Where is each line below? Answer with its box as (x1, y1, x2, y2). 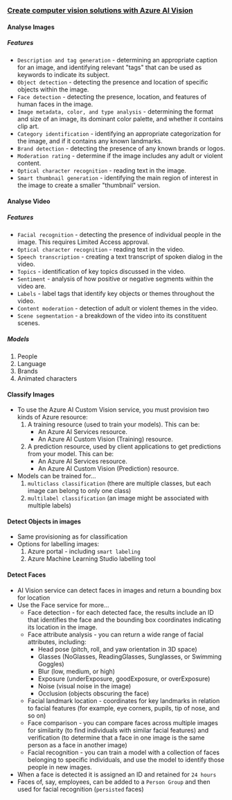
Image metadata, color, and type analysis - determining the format (17, 107, 213, 116)
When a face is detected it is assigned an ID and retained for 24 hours (17, 770, 217, 779)
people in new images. (27, 763, 92, 771)
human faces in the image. (17, 100, 93, 109)
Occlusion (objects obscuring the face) (37, 689, 150, 697)
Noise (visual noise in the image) (37, 681, 132, 690)
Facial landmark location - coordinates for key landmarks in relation (27, 696, 220, 705)
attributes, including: (27, 637, 87, 646)
